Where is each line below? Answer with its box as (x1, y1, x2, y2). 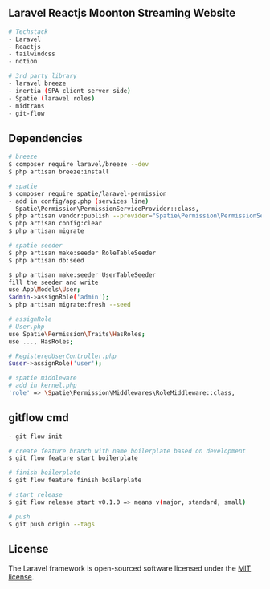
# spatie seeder (8, 242, 63, 250)
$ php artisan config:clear (8, 220, 103, 228)
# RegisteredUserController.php (8, 352, 117, 360)
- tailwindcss (8, 50, 56, 59)
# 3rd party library (8, 72, 78, 80)
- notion (8, 58, 38, 66)
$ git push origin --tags (8, 520, 95, 528)
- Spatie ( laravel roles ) (8, 94, 95, 103)
